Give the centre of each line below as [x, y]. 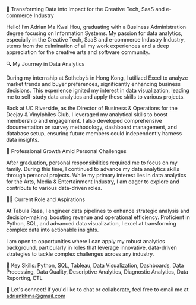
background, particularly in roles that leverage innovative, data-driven [91, 247]
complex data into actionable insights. [53, 230]
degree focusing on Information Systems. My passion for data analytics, [94, 33]
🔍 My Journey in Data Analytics [45, 64]
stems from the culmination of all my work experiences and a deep [88, 46]
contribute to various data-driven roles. [54, 188]
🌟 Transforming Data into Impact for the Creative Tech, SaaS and [86, 9]
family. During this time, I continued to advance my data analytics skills [93, 169]
